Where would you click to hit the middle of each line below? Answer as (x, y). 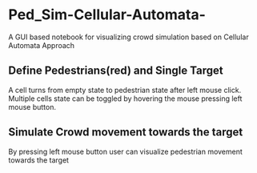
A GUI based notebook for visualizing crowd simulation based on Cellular (129, 37)
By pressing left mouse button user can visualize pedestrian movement (125, 151)
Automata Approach (41, 45)
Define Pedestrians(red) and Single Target (116, 71)
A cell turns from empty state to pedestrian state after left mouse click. (125, 90)
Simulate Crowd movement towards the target (126, 133)
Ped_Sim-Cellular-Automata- (107, 15)
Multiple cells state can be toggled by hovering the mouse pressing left (125, 99)
